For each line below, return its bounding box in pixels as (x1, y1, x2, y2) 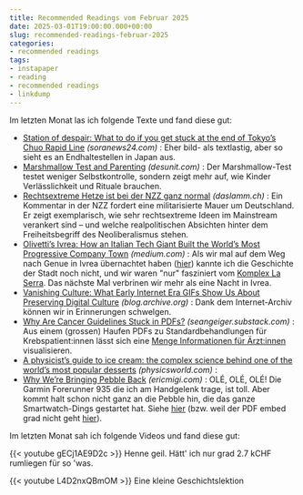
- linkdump (9, 89, 51, 98)
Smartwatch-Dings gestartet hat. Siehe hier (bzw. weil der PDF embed (22, 402, 287, 414)
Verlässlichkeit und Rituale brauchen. (22, 180, 162, 191)
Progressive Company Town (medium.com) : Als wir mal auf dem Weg (22, 247, 286, 259)
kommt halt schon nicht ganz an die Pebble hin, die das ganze (22, 393, 256, 404)
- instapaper (9, 65, 59, 74)
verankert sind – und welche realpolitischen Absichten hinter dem (22, 219, 268, 230)
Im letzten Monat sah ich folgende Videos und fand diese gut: (9, 429, 240, 441)
